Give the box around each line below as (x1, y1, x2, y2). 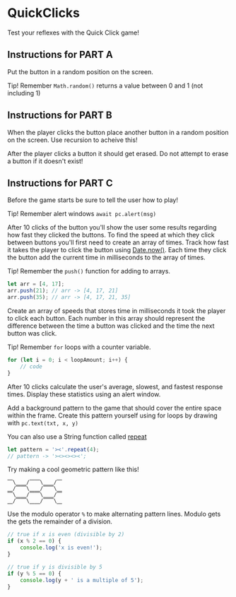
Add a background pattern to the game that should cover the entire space (7, 403, 222, 412)
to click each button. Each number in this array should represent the (7, 314, 206, 322)
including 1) (7, 88, 41, 97)
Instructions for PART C (7, 177, 113, 189)
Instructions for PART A (7, 49, 113, 61)
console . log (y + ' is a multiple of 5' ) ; (20, 577, 143, 584)
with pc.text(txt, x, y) (7, 418, 79, 427)
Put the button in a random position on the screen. (7, 67, 154, 76)
